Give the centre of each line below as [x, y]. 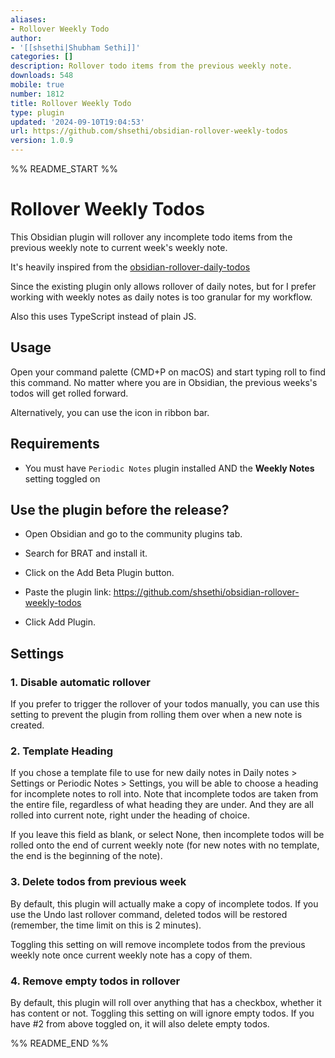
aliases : [28, 19]
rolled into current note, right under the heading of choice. [130, 815]
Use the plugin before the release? [120, 509]
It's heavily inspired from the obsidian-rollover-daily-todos [130, 267]
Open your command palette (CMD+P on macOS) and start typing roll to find [168, 372]
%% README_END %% [60, 1043]
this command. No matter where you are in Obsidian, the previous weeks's [164, 382]
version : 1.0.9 [42, 141]
